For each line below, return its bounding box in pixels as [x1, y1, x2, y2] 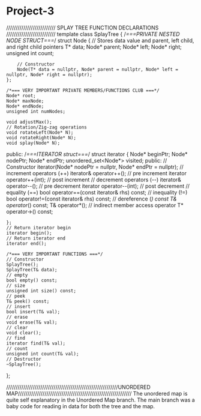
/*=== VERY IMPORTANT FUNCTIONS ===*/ [6, 251, 103, 257]
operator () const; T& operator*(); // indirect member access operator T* [6, 201, 184, 208]
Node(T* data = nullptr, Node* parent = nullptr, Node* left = [17, 66, 179, 73]
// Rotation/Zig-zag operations [6, 124, 87, 130]
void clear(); [6, 330, 42, 336]
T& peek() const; [6, 298, 50, 304]
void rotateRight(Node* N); [6, 134, 77, 140]
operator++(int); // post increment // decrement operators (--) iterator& [6, 176, 182, 183]
